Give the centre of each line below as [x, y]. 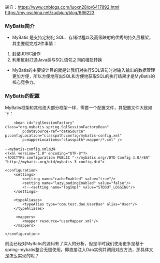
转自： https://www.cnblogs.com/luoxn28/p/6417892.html [62, 7]
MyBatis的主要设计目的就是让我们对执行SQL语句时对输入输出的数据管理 [84, 70]
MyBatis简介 [20, 26]
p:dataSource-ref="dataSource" [54, 131]
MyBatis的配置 [22, 96]
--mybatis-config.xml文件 [30, 149]
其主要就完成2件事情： [35, 44]
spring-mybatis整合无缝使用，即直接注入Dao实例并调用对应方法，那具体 [77, 249]
